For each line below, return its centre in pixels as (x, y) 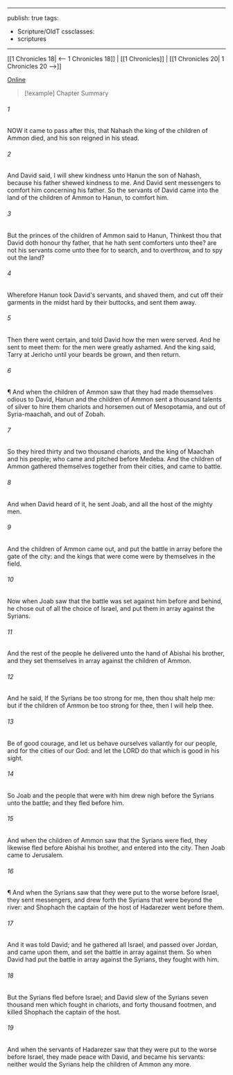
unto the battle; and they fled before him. (66, 803)
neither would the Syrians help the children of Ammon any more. (100, 1064)
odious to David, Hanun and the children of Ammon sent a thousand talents (114, 399)
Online (17, 80)
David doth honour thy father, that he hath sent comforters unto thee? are (112, 242)
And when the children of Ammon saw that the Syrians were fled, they (107, 841)
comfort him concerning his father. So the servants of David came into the (113, 190)
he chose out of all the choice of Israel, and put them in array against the (111, 609)
